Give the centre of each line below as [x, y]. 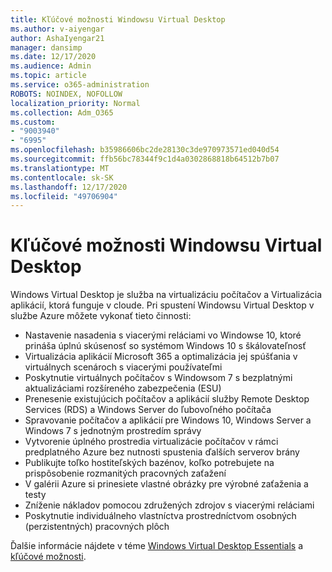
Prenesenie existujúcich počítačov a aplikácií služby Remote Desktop [167, 399]
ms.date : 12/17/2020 [53, 57]
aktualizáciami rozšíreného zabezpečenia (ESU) [123, 388]
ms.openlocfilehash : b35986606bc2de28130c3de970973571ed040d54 [145, 150]
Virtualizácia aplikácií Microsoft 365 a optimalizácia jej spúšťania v [161, 357]
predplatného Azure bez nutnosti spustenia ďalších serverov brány [162, 452]
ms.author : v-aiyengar [57, 29]
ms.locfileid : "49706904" [64, 196]
